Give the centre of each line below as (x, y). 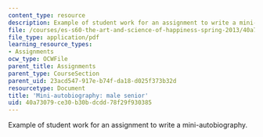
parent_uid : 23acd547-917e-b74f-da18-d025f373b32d (92, 81)
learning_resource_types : (50, 45)
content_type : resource (47, 15)
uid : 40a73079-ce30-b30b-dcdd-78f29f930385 (80, 103)
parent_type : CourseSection (54, 74)
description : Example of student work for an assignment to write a (122, 23)
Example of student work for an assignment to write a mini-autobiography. (128, 125)
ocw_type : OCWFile (38, 59)
